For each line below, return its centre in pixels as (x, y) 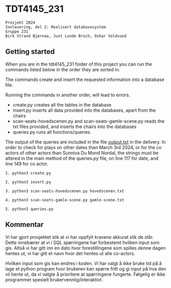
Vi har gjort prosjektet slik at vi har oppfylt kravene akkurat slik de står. (80, 237)
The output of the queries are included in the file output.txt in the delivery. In (86, 142)
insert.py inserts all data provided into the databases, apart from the (84, 110)
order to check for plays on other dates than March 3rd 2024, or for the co (83, 147)
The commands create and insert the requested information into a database (85, 79)
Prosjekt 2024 (20, 23)
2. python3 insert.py (28, 182)
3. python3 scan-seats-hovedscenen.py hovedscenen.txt (65, 191)
